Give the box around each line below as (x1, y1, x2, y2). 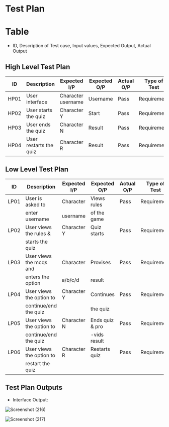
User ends (26, 121, 51, 128)
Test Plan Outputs (5, 383, 63, 392)
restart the (25, 360, 50, 367)
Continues (90, 291, 115, 298)
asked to (25, 201, 46, 208)
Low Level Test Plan (5, 165, 69, 174)
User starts (26, 106, 53, 114)
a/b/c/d (61, 276, 79, 283)
